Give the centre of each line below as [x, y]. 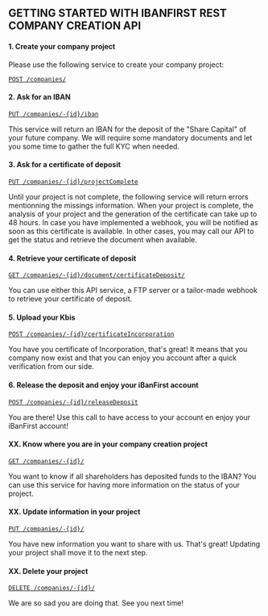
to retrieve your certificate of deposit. [70, 299]
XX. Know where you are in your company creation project [108, 444]
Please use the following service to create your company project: [116, 65]
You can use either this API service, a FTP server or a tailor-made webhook [133, 291]
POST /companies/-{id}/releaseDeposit [73, 402]
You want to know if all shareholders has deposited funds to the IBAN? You [132, 476]
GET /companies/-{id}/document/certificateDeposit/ [97, 275]
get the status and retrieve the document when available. [103, 240]
